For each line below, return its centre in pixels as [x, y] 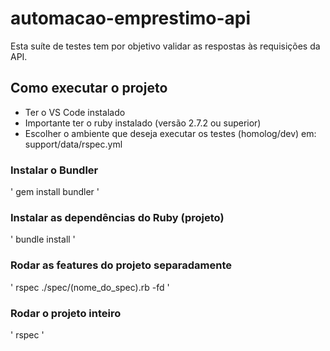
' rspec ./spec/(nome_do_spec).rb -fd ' [90, 287]
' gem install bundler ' [55, 192]
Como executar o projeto [89, 88]
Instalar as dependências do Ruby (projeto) [117, 217]
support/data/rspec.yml [73, 144]
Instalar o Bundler [54, 170]
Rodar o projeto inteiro [66, 313]
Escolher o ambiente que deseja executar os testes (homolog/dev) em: [170, 133]
